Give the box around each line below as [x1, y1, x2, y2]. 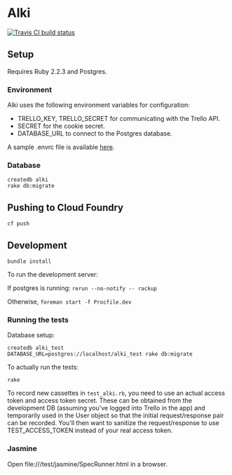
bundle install [7, 258, 52, 265]
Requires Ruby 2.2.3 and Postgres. [7, 67, 107, 75]
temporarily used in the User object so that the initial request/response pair [7, 411, 224, 419]
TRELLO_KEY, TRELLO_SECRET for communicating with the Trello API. [17, 115, 221, 123]
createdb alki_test [7, 344, 64, 352]
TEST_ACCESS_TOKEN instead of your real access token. [7, 427, 173, 435]
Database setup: [7, 331, 55, 339]
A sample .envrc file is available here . [7, 143, 115, 152]
